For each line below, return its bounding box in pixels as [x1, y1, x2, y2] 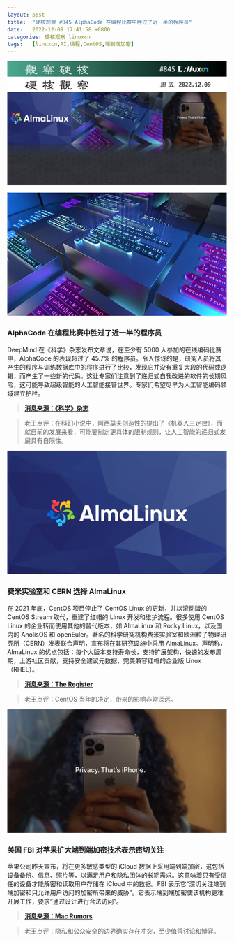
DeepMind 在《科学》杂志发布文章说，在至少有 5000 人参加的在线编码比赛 [7, 345, 222, 354]
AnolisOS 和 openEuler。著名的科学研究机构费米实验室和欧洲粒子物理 [20, 630, 221, 639]
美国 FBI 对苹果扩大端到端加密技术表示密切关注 [7, 846, 164, 855]
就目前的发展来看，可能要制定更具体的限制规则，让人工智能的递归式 [24, 427, 220, 436]
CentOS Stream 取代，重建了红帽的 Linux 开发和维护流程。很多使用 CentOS [7, 612, 225, 621]
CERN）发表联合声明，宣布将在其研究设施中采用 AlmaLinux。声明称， [25, 639, 226, 647]
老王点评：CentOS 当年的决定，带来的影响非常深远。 [24, 695, 177, 703]
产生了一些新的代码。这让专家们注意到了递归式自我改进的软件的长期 [25, 371, 221, 380]
